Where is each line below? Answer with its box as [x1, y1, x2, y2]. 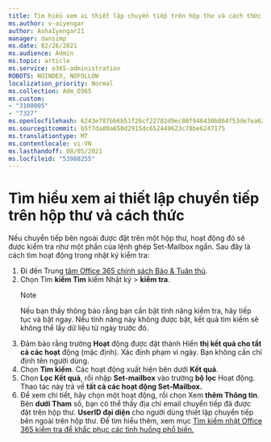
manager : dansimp [8, 34, 67, 43]
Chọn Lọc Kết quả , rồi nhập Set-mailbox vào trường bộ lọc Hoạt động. [19, 373, 256, 383]
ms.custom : [8, 95, 45, 103]
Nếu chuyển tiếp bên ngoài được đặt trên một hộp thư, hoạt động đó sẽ [8, 234, 245, 243]
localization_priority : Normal [8, 79, 114, 87]
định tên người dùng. [19, 356, 90, 366]
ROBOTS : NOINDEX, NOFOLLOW [8, 72, 99, 80]
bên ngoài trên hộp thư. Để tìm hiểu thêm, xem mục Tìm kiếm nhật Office [19, 416, 263, 426]
